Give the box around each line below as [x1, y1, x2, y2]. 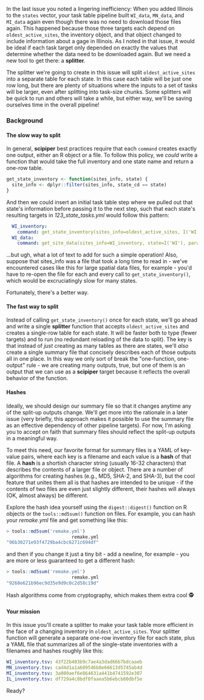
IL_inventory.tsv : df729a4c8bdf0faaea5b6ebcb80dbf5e [6, 676, 143, 682]
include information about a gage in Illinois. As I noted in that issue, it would [6, 38, 195, 44]
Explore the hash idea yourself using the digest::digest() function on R [6, 503, 187, 511]
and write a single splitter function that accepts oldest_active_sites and [6, 323, 189, 330]
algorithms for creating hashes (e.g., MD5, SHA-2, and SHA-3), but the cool [6, 472, 195, 479]
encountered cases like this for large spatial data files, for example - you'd [6, 264, 192, 272]
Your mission [6, 607, 41, 615]
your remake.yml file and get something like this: [6, 516, 128, 523]
